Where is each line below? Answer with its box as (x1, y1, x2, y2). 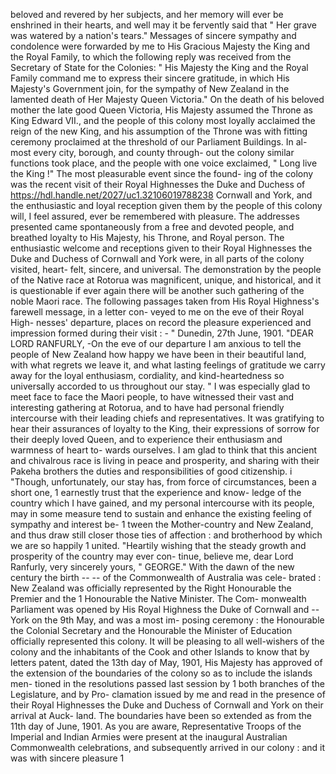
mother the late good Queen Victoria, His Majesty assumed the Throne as (10, 104, 313, 116)
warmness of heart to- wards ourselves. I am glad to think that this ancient (10, 444, 318, 456)
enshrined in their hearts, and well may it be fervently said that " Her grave (10, 19, 318, 31)
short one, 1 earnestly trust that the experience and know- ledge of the (10, 487, 302, 498)
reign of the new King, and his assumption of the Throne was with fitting (10, 125, 308, 137)
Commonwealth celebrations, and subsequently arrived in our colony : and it (10, 742, 326, 753)
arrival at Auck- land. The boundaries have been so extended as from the (10, 710, 312, 721)
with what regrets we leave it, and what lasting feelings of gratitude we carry (10, 359, 326, 371)
